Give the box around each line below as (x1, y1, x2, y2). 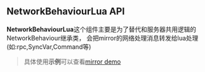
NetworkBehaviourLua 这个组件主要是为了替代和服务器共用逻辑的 (6, 24, 197, 34)
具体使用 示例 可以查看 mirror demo (23, 57, 121, 66)
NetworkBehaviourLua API (6, 6, 125, 17)
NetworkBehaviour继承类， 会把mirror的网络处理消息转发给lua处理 (6, 34, 199, 42)
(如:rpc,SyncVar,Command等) (6, 42, 92, 51)
